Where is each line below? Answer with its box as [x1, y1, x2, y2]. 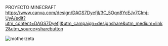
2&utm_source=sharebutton [5, 26, 63, 32]
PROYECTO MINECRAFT [5, 5, 57, 10]
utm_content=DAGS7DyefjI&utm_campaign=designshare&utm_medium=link [5, 20, 163, 26]
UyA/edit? [5, 15, 26, 21]
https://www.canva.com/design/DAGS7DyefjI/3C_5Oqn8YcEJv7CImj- [5, 10, 149, 16]
